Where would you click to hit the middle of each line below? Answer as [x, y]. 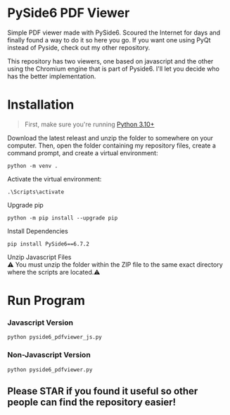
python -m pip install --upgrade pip [63, 218]
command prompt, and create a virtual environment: [83, 152]
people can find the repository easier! [92, 403]
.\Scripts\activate [36, 192]
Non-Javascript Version [49, 355]
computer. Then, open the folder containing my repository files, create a [112, 145]
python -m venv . [33, 166]
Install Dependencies [38, 231]
